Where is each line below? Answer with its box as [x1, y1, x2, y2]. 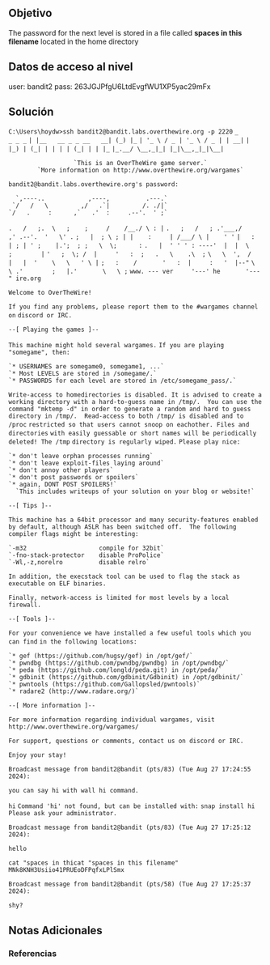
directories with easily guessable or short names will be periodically [8, 429, 257, 438]
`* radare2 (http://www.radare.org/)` [8, 687, 139, 695]
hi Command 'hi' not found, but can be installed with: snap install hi [8, 802, 255, 810]
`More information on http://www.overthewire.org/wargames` [37, 166, 244, 175]
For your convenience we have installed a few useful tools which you [8, 629, 251, 638]
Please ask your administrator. [8, 810, 117, 818]
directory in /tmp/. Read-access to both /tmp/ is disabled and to [8, 412, 244, 420]
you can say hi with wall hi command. [8, 787, 139, 795]
